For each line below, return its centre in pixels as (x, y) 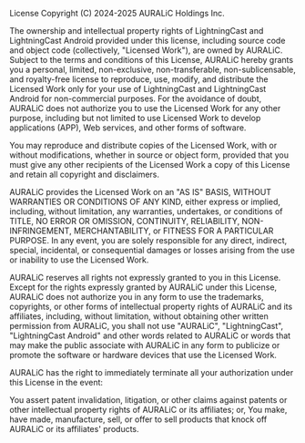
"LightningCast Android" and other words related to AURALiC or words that (150, 335)
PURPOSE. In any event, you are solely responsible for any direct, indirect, (148, 240)
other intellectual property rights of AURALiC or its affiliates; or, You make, (148, 410)
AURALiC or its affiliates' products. (74, 429)
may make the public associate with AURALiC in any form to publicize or (145, 345)
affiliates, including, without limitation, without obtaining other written (139, 316)
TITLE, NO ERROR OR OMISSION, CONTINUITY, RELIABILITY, (125, 221)
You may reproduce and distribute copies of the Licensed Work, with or (143, 145)
